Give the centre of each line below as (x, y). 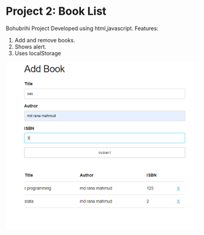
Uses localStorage (38, 53)
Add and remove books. (45, 40)
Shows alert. (30, 47)
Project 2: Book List (56, 11)
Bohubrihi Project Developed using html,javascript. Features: (82, 28)
